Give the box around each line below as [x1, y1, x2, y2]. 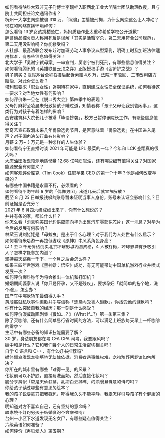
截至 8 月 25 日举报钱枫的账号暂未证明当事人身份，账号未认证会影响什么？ [5, 194, 156, 200]
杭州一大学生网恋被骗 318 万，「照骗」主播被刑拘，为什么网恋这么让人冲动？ [5, 17, 159, 22]
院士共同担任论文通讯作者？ [5, 10, 61, 16]
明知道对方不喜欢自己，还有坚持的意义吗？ [5, 403, 91, 409]
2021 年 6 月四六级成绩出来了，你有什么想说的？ [5, 207, 103, 213]
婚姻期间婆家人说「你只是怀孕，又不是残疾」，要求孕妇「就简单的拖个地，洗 [5, 280, 158, 286]
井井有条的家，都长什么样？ [5, 213, 61, 219]
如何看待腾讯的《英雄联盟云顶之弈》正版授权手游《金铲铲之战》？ [5, 66, 138, 71]
